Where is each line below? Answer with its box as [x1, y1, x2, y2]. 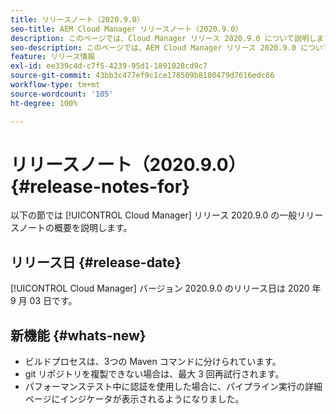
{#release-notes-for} [10, 175, 191, 198]
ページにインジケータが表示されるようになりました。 [24, 393, 245, 405]
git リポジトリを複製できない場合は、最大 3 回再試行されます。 [24, 368, 285, 380]
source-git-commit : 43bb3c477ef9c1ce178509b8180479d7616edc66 [10, 71, 275, 81]
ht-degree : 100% [10, 98, 78, 108]
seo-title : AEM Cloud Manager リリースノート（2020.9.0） [10, 24, 243, 34]
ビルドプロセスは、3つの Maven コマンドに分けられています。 [24, 356, 282, 368]
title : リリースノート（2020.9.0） [10, 14, 145, 25]
